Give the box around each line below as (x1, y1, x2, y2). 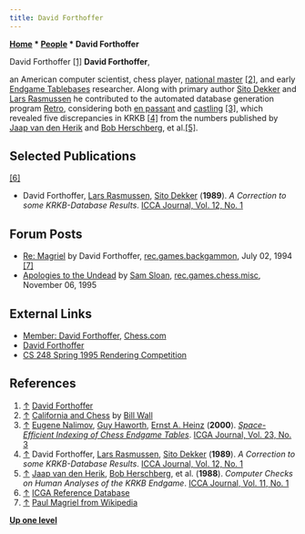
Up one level (9, 514, 57, 525)
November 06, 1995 (22, 280, 97, 291)
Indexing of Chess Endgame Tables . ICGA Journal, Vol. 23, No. (56, 429, 292, 440)
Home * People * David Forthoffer (9, 38, 139, 49)
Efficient (22, 429, 55, 440)
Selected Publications (9, 149, 137, 164)
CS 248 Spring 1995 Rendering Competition (22, 350, 188, 361)
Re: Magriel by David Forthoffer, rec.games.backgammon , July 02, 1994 (22, 251, 293, 262)
